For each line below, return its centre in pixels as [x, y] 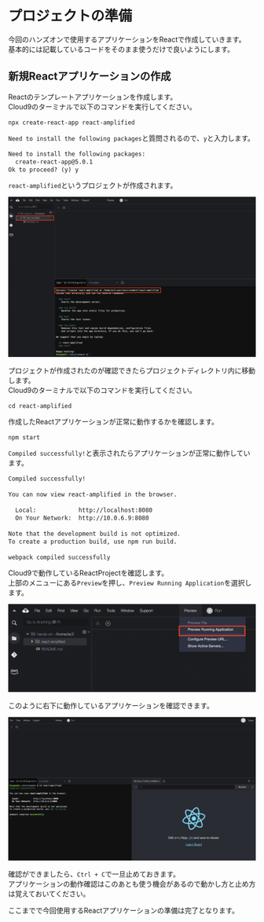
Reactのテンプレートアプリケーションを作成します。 [93, 97]
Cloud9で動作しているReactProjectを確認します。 [88, 573]
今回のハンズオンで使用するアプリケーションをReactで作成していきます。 [127, 39]
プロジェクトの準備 [70, 16]
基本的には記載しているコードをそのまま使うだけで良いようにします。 [121, 49]
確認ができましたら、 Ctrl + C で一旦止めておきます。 [94, 874]
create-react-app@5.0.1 [54, 162]
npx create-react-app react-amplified [71, 123]
